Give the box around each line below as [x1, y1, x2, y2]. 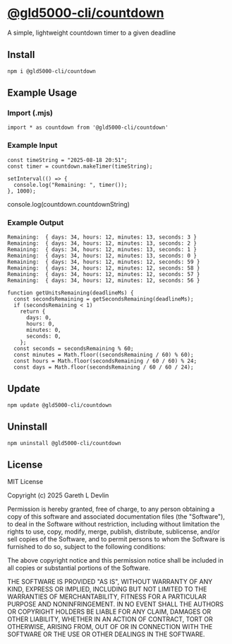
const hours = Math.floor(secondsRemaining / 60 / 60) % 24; [13, 357, 197, 365]
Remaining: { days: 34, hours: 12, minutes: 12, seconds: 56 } [7, 277, 200, 284]
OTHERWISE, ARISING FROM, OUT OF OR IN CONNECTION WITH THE [7, 623, 213, 631]
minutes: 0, [25, 327, 61, 334]
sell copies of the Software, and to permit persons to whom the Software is [7, 535, 226, 544]
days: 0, [25, 314, 52, 321]
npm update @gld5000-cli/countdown [7, 401, 112, 408]
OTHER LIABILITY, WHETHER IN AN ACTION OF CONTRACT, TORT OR [7, 615, 213, 623]
